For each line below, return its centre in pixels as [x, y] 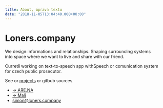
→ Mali [19, 95]
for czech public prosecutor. [33, 72]
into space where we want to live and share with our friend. [65, 57]
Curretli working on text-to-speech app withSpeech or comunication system [82, 66]
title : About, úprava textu [34, 9]
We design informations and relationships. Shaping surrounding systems [78, 52]
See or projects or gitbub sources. [40, 81]
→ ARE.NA [23, 90]
